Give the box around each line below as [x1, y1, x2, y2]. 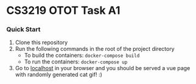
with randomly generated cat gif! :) [15, 71, 102, 79]
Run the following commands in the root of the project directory [15, 45, 175, 53]
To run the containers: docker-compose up [24, 58, 128, 65]
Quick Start [6, 25, 41, 34]
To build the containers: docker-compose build [24, 52, 140, 59]
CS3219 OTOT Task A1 [6, 4, 121, 18]
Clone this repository [15, 39, 68, 46]
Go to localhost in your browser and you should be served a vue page [15, 65, 191, 72]
